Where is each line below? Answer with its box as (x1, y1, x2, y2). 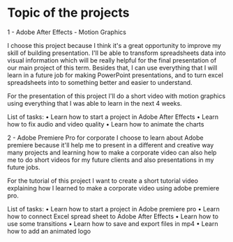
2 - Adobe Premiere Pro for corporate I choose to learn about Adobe (7, 134, 204, 142)
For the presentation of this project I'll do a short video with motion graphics (7, 92, 226, 100)
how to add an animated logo (7, 227, 91, 235)
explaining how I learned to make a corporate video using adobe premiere (7, 184, 220, 192)
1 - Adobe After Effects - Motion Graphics (7, 28, 127, 36)
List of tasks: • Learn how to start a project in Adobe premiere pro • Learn (7, 204, 220, 213)
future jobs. (7, 163, 40, 171)
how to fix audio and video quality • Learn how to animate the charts (7, 120, 204, 128)
